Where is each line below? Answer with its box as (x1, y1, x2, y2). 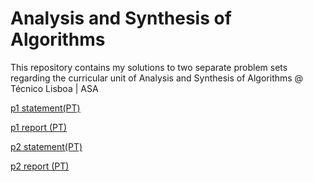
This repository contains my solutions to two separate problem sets (10, 61, 288, 73)
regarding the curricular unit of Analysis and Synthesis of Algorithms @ (10, 72, 304, 84)
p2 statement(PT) (10, 140, 83, 152)
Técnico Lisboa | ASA (10, 82, 99, 94)
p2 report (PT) (10, 160, 70, 172)
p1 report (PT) (10, 121, 68, 133)
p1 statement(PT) (10, 102, 81, 114)
